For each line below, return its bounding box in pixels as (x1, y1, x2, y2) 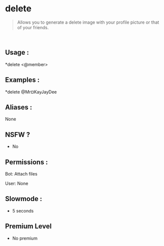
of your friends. (17, 24, 49, 30)
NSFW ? (5, 130, 31, 139)
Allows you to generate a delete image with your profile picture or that (17, 19, 159, 25)
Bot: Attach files (5, 171, 38, 176)
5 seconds (12, 208, 34, 213)
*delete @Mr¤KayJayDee (5, 89, 57, 95)
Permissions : (5, 158, 48, 166)
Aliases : (5, 103, 33, 111)
